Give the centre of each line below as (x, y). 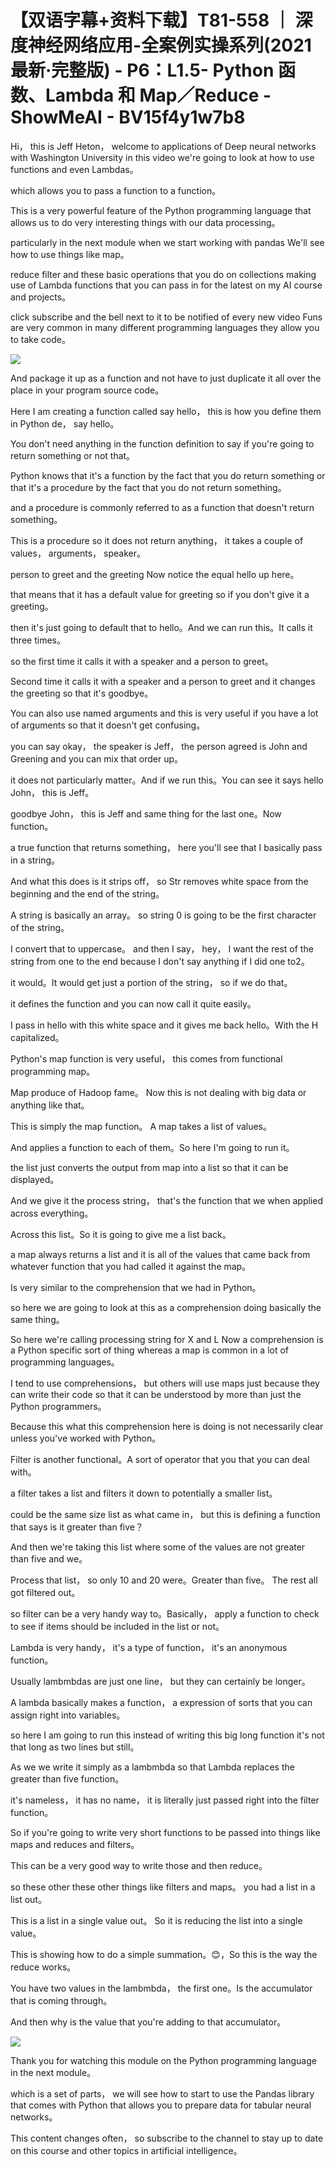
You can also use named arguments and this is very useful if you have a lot (164, 713)
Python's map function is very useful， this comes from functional (146, 1058)
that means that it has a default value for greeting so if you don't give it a (160, 594)
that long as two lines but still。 (75, 1747)
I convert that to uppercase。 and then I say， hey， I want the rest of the (162, 948)
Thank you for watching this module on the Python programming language (163, 2060)
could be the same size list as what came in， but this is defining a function (165, 1514)
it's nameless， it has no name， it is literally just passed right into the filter (165, 1800)
